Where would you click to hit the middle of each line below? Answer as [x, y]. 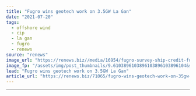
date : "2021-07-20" [30, 17]
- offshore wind [31, 28]
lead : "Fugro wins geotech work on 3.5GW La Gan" [68, 71]
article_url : [22, 76]
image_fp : [18, 65]
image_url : [19, 60]
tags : [13, 22]
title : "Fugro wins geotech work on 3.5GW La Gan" [69, 11]
